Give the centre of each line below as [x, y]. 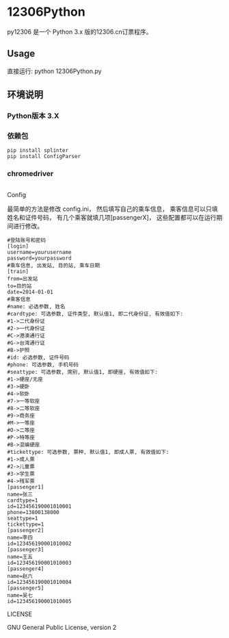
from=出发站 [23, 279]
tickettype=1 [26, 524]
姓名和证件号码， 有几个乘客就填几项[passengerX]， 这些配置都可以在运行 [112, 217]
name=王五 [20, 557]
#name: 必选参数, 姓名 [36, 306]
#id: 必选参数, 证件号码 [38, 357]
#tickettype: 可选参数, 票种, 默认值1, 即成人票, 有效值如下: [88, 452]
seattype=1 [23, 518]
